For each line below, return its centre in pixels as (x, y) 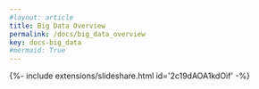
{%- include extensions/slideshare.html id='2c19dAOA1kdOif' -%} (129, 76)
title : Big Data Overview (57, 26)
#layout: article (42, 17)
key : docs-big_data (46, 42)
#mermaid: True (38, 51)
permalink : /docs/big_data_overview (77, 34)
